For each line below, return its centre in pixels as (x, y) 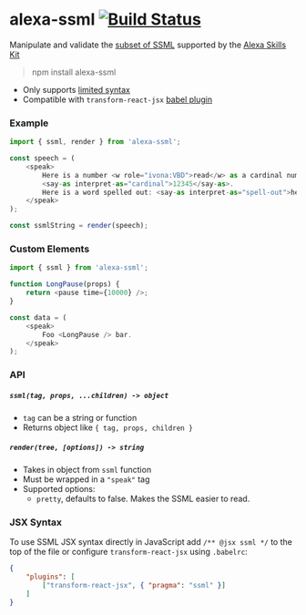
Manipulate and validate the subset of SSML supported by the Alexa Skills (148, 45)
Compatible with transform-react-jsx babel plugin (117, 99)
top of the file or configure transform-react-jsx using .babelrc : (128, 552)
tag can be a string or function (80, 418)
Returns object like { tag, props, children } (107, 427)
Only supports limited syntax (76, 89)
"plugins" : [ (51, 577)
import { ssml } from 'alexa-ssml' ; (79, 268)
